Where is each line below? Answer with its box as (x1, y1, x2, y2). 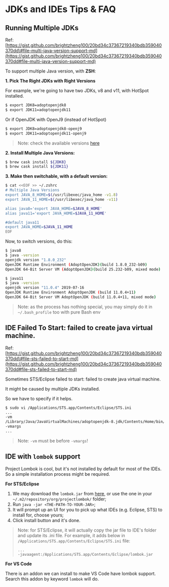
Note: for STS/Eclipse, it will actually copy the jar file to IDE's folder (17, 527, 157, 533)
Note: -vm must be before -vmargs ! (17, 437, 89, 444)
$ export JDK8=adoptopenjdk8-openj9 (5, 126, 82, 131)
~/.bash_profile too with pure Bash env (17, 309, 101, 315)
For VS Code (5, 560, 32, 567)
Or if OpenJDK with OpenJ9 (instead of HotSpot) (5, 116, 107, 122)
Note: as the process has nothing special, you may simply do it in (17, 304, 152, 310)
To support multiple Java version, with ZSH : (5, 68, 96, 74)
